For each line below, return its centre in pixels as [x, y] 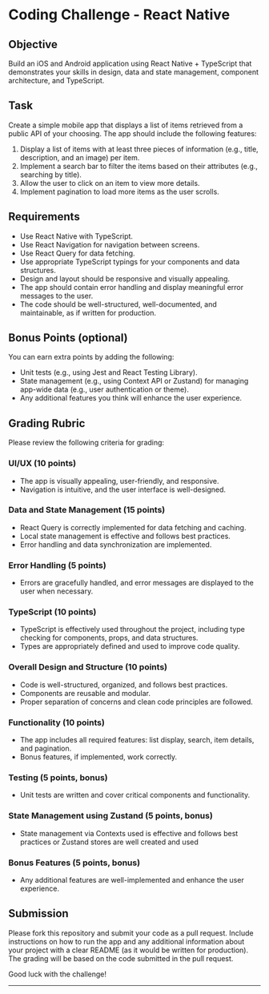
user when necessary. [56, 591]
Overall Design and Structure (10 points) [88, 667]
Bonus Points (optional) [68, 338]
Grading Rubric [47, 423]
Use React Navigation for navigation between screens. [110, 244]
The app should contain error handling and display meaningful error [132, 287]
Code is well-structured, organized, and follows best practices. [124, 684]
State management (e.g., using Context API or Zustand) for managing [134, 381]
